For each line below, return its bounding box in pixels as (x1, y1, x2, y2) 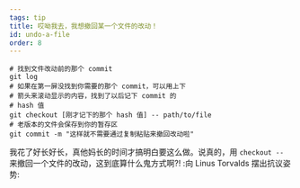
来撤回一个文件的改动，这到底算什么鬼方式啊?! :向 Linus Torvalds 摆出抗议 (9, 158, 284, 169)
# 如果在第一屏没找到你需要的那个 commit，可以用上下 (9, 82, 187, 91)
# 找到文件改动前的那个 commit (9, 65, 113, 74)
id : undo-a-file (9, 30, 70, 39)
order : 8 (9, 38, 42, 48)
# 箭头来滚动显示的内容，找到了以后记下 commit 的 (9, 92, 177, 101)
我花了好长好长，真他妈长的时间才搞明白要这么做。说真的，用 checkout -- (9, 147, 285, 157)
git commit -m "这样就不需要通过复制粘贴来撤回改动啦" (9, 130, 195, 139)
